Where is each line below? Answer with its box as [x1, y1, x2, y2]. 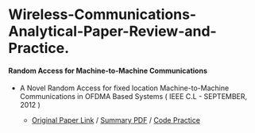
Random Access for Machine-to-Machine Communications [8, 66, 208, 75]
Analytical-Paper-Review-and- [8, 22, 217, 40]
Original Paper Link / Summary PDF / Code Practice [31, 116, 201, 125]
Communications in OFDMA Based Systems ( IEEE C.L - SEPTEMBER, [19, 92, 248, 101]
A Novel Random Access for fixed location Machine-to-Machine [19, 83, 230, 93]
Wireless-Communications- [8, 6, 197, 24]
